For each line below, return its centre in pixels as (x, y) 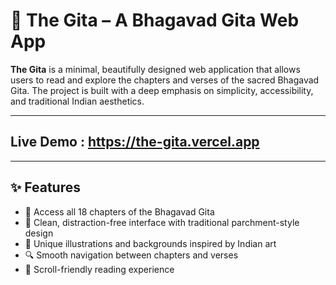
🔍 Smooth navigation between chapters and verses (131, 255)
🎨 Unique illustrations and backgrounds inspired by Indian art (150, 243)
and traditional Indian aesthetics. (77, 101)
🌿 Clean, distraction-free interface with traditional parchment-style (162, 222)
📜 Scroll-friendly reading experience (99, 269)
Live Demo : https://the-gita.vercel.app (135, 142)
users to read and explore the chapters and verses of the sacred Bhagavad (165, 80)
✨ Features (45, 187)
